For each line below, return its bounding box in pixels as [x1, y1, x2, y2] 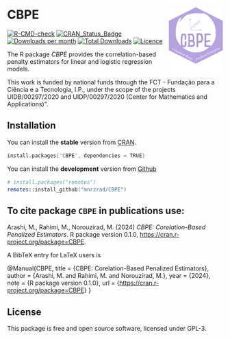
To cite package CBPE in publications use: [7, 204, 185, 216]
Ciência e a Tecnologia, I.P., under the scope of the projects [7, 85, 176, 93]
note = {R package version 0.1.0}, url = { [7, 279, 120, 288]
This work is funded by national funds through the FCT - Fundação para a [7, 78, 215, 86]
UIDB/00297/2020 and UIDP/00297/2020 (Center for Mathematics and [7, 93, 207, 101]
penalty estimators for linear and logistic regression [7, 57, 153, 65]
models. [7, 65, 30, 73]
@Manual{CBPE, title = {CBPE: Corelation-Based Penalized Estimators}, [7, 264, 209, 272]
